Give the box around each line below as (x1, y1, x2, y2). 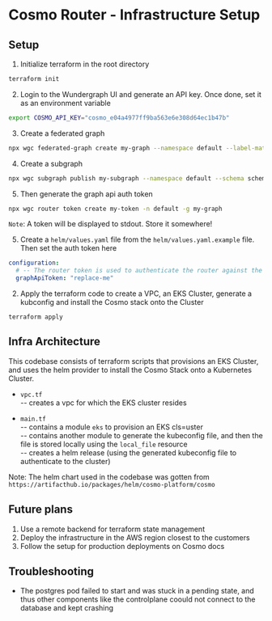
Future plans (8, 503, 73, 517)
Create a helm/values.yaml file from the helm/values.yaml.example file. (19, 234, 255, 244)
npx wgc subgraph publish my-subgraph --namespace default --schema (8, 174, 244, 183)
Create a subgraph (19, 158, 83, 168)
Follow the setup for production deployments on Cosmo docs (19, 541, 225, 551)
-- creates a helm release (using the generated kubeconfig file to (19, 447, 237, 458)
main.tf (19, 415, 46, 423)
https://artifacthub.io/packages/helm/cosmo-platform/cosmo (8, 480, 216, 488)
